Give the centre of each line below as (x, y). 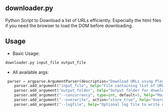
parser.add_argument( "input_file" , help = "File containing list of (85, 86)
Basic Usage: (26, 53)
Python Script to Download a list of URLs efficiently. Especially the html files (83, 20)
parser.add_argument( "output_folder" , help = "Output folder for (81, 90)
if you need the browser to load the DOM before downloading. (69, 25)
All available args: (30, 72)
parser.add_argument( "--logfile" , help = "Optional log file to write (87, 104)
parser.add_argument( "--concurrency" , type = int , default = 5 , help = (85, 95)
